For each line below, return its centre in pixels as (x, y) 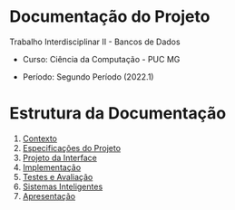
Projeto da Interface (59, 157)
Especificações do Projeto (71, 148)
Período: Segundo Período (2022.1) (88, 76)
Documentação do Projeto (110, 17)
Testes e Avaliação (58, 177)
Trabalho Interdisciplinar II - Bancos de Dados (95, 42)
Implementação (52, 167)
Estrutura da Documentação (118, 114)
